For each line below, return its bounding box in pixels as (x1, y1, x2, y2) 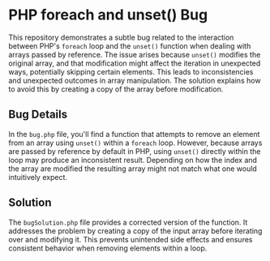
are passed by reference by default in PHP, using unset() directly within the (8, 146, 261, 156)
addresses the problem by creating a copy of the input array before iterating (8, 225, 263, 236)
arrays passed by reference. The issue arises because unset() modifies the (8, 49, 261, 59)
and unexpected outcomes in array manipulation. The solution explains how (8, 75, 261, 85)
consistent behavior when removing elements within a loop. (8, 243, 208, 253)
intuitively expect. (8, 172, 67, 182)
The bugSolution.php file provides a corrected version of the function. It (8, 217, 248, 227)
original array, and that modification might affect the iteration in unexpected (8, 58, 261, 68)
